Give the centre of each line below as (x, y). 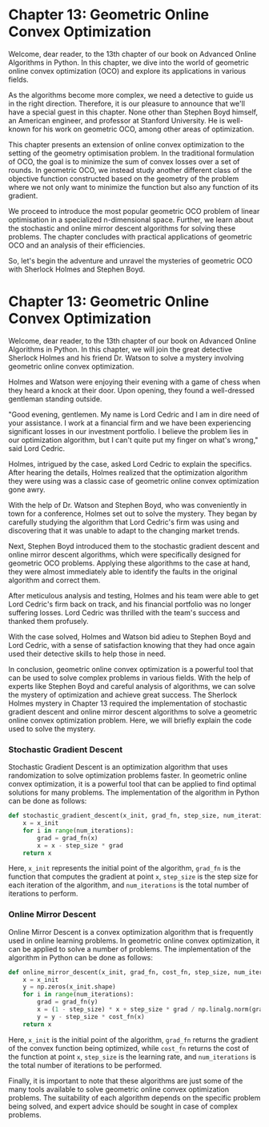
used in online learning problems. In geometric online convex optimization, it (134, 940)
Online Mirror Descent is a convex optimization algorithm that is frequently (131, 932)
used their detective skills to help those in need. (87, 654)
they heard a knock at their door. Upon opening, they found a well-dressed (131, 390)
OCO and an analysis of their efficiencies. (77, 245)
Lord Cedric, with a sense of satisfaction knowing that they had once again (132, 645)
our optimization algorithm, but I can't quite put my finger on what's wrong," (133, 440)
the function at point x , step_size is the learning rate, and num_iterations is (132, 1057)
